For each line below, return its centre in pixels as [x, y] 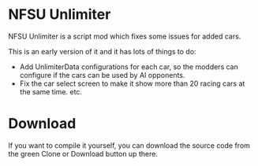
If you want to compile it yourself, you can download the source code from [129, 145]
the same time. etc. [51, 91]
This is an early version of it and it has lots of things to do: [102, 51]
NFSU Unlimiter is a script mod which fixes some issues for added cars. [125, 36]
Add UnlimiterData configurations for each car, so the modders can [129, 66]
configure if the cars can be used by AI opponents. [102, 75]
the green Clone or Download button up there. [83, 153]
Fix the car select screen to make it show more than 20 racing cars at [132, 83]
